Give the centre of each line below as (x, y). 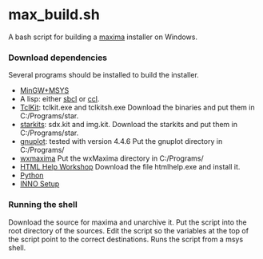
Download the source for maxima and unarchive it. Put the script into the (128, 222)
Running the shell (43, 205)
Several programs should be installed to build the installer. (104, 75)
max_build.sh (54, 15)
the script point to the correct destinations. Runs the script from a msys (126, 239)
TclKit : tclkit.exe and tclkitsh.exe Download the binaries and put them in (137, 108)
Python (32, 175)
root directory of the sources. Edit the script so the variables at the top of (129, 230)
